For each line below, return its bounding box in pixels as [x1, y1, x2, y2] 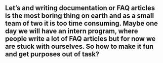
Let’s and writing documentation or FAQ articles [5, 4, 155, 12]
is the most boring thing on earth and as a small [5, 12, 154, 20]
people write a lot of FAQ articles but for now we [5, 34, 156, 43]
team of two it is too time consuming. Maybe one [5, 19, 158, 28]
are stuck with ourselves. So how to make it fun [5, 42, 154, 51]
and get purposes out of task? [5, 50, 100, 59]
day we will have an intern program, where [5, 27, 138, 35]
